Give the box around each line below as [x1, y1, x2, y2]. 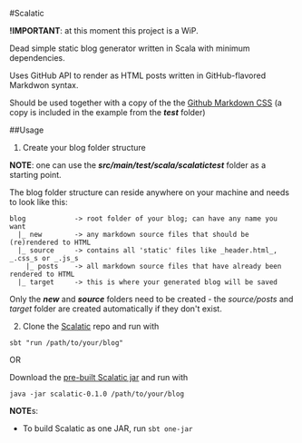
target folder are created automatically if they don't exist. [9, 303, 222, 314]
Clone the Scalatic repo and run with [22, 321, 160, 331]
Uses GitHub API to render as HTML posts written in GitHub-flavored [9, 70, 266, 81]
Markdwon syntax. [9, 80, 79, 90]
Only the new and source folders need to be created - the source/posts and [9, 294, 294, 304]
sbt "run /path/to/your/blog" [9, 339, 124, 348]
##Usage [9, 124, 44, 135]
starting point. [9, 170, 62, 180]
